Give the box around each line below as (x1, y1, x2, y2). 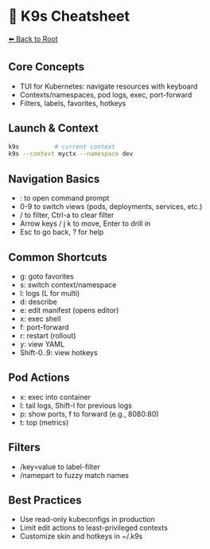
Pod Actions (8, 371, 70, 385)
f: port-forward (19, 322, 69, 332)
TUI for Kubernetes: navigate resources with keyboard (19, 81, 198, 91)
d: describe (19, 297, 57, 306)
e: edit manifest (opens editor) (19, 305, 119, 314)
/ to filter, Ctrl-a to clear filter (19, 211, 115, 220)
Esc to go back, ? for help (19, 227, 104, 237)
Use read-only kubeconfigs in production (19, 515, 155, 524)
